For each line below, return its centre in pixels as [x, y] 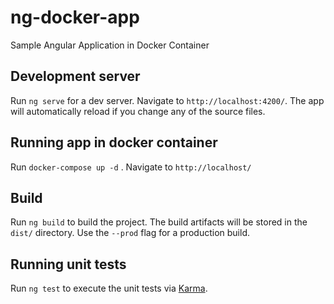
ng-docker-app [75, 17]
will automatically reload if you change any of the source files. [138, 111]
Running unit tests [68, 264]
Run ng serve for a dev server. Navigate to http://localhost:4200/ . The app [167, 100]
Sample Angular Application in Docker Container [110, 45]
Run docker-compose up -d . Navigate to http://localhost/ [131, 167]
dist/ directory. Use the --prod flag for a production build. [130, 233]
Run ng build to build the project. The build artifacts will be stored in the [159, 222]
